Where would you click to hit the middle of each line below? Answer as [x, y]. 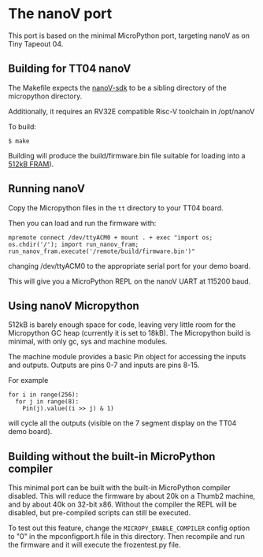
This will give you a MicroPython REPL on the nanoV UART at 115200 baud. [130, 281]
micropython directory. [45, 96]
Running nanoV [46, 189]
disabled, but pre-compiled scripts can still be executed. [100, 513]
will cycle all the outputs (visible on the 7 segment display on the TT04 [122, 423]
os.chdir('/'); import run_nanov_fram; [74, 244]
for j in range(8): [47, 402]
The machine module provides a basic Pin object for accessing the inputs [127, 357]
